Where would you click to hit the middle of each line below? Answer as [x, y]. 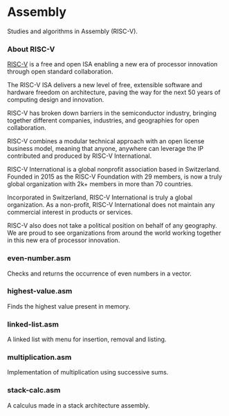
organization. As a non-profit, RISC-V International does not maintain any [111, 205]
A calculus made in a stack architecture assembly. [79, 405]
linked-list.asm [33, 324]
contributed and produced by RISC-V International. [80, 156]
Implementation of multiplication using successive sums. [88, 372]
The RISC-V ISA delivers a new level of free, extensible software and [105, 85]
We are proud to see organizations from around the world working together [114, 233]
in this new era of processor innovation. [64, 240]
